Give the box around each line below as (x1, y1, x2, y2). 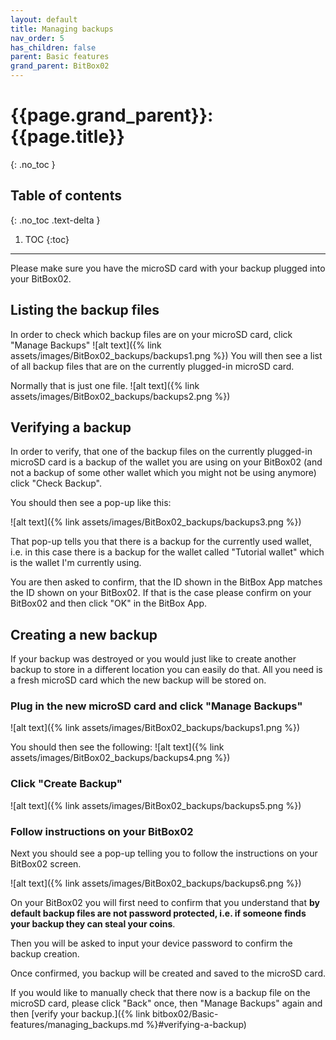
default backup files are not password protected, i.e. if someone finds (10, 907, 307, 920)
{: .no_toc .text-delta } (10, 214, 101, 226)
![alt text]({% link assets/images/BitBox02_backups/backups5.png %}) (10, 799, 302, 811)
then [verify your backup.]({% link (10, 1008, 151, 1020)
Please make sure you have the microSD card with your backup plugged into (10, 262, 326, 274)
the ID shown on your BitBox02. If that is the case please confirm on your (10, 587, 312, 599)
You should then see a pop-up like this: (10, 497, 172, 509)
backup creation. (10, 948, 80, 960)
